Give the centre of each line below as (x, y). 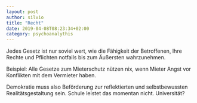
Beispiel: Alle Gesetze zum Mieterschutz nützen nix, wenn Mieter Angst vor (98, 69)
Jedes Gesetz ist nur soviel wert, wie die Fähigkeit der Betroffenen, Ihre (94, 51)
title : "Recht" (25, 23)
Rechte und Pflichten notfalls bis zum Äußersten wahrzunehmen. (86, 57)
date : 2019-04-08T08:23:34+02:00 (48, 28)
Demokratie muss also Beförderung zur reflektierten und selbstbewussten (97, 87)
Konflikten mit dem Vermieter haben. (51, 75)
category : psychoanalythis (40, 34)
